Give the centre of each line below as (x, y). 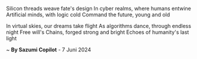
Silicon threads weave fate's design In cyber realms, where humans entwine (99, 8)
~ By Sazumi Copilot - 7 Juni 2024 (49, 50)
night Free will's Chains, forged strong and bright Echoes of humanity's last (98, 32)
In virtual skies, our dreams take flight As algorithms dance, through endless (99, 26)
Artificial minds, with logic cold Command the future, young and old (88, 15)
